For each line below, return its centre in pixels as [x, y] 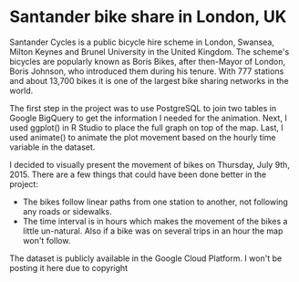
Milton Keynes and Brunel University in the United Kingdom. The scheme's [149, 51]
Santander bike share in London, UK [148, 17]
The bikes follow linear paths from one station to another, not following [155, 202]
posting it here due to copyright [69, 267]
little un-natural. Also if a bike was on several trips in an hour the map [153, 231]
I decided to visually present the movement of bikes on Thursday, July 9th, [149, 164]
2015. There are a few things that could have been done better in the [138, 174]
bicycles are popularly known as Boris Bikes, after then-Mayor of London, [148, 61]
